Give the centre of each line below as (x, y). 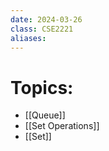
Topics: (42, 87)
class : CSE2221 (42, 29)
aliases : (28, 38)
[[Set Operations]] (62, 126)
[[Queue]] (45, 115)
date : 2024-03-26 (46, 19)
